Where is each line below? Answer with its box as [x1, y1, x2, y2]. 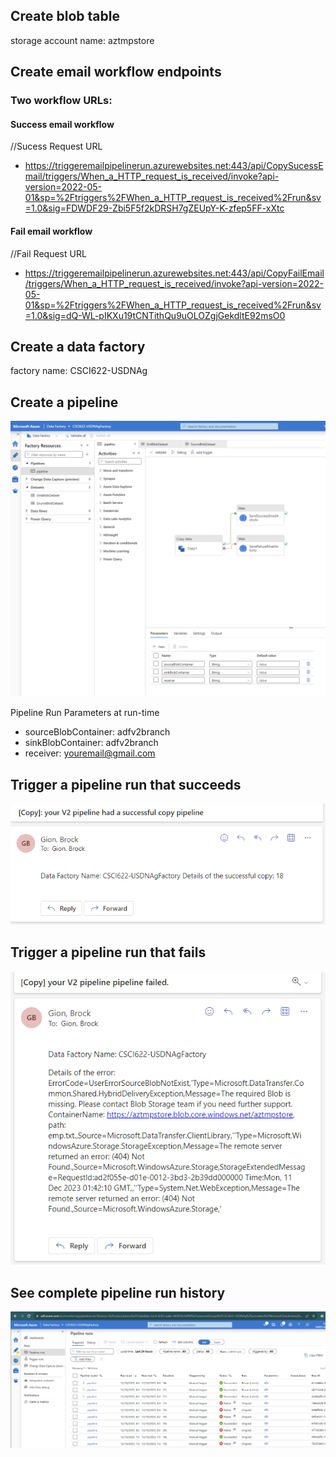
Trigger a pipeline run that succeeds [10, 776, 242, 793]
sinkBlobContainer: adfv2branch [24, 737, 159, 749]
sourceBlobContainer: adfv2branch [24, 726, 171, 738]
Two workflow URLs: [10, 94, 113, 108]
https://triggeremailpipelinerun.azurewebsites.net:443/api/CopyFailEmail [24, 267, 325, 279]
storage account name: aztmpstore [10, 34, 155, 46]
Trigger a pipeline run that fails [10, 944, 207, 961]
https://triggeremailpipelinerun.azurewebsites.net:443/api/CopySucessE [24, 160, 324, 172]
